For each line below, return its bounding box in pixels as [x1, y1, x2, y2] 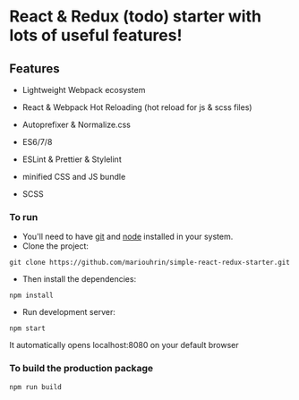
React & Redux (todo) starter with [9, 6, 262, 27]
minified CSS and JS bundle [21, 172, 126, 182]
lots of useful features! [9, 25, 183, 46]
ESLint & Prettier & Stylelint [21, 154, 123, 165]
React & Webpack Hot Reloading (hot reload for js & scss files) [21, 102, 252, 113]
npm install [9, 291, 54, 301]
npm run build [9, 382, 63, 391]
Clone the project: [21, 241, 90, 251]
